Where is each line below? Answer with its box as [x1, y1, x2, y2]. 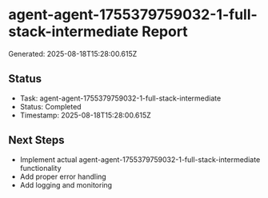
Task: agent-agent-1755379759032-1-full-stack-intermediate [19, 93, 222, 103]
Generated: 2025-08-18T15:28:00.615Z [8, 49, 138, 58]
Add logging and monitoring [19, 180, 113, 189]
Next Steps [8, 133, 65, 147]
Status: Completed [19, 101, 82, 111]
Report [141, 22, 188, 41]
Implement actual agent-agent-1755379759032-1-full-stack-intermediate [19, 154, 261, 164]
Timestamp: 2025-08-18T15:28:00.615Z [19, 110, 152, 120]
